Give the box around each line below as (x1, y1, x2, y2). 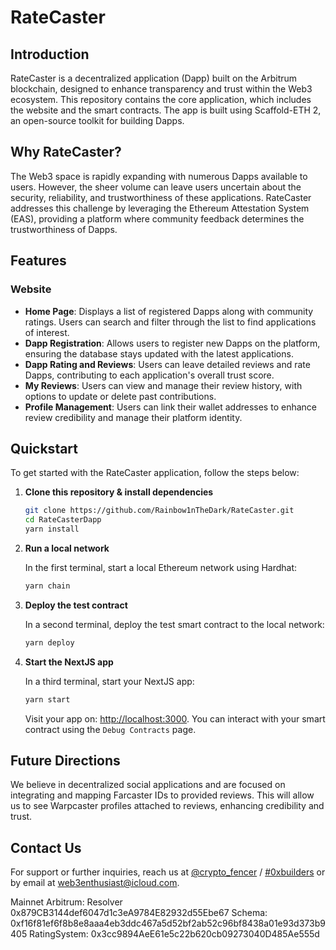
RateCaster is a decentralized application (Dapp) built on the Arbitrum (10, 72, 298, 84)
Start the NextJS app (24, 656, 114, 668)
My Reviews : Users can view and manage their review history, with (24, 379, 303, 391)
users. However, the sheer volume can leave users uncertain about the (10, 181, 302, 193)
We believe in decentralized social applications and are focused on (10, 779, 286, 791)
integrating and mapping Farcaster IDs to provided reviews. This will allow (10, 789, 315, 801)
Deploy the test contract (24, 599, 128, 611)
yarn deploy (24, 637, 75, 648)
